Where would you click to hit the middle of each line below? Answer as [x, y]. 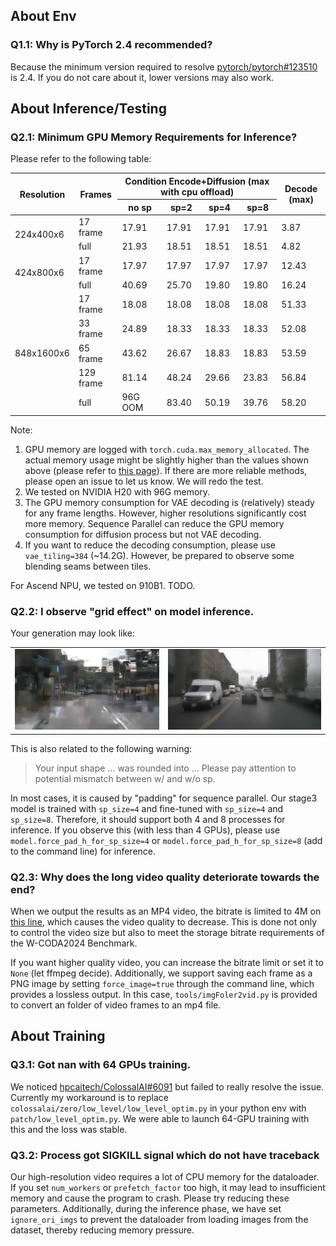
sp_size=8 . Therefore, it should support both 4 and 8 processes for [148, 819]
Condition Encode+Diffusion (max [197, 181]
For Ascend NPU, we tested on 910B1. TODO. [103, 585]
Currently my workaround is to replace [89, 1097]
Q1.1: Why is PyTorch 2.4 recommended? [111, 45]
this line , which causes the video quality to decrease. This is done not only [164, 922]
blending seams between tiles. [88, 566]
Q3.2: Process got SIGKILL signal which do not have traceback [165, 1155]
